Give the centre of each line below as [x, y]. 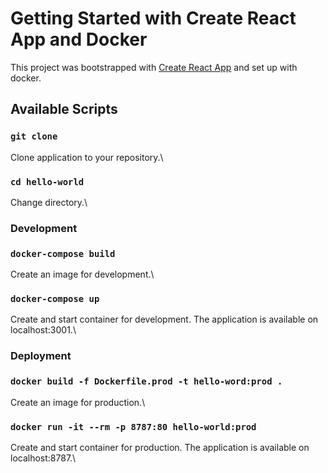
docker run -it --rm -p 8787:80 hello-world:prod [133, 426]
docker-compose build [63, 253]
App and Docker [79, 39]
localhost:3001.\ [43, 330]
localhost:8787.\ [43, 458]
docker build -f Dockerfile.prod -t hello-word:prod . [146, 381]
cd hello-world [47, 181]
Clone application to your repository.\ [87, 157]
